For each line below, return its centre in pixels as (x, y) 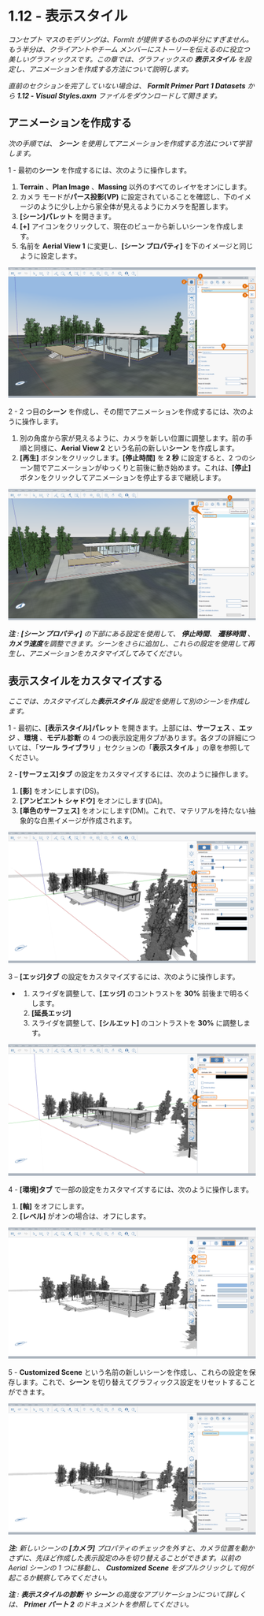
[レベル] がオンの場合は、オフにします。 (85, 1216)
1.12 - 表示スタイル (68, 16)
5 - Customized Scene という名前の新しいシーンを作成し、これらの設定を (128, 1372)
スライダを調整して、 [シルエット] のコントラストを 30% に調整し (137, 1022)
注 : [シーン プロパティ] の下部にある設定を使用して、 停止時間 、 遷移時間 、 (131, 634)
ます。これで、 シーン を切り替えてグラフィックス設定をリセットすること (139, 1382)
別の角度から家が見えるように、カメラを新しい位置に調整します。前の (132, 438)
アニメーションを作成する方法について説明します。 (111, 69)
